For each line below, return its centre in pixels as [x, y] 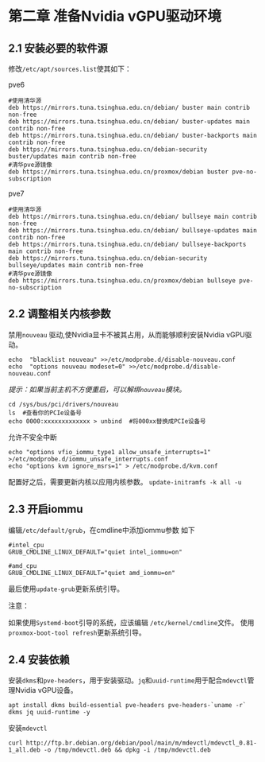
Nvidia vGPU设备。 [46, 690]
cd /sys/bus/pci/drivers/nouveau [63, 404]
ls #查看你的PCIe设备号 [45, 413]
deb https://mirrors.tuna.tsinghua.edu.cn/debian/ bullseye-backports [127, 244]
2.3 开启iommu [46, 509]
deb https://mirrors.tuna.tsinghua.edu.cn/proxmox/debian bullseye [122, 281]
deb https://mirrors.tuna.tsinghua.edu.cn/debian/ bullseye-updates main [133, 231]
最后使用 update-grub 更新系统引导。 [66, 589]
